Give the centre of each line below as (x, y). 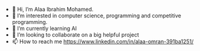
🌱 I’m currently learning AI (44, 28)
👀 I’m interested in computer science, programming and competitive (96, 16)
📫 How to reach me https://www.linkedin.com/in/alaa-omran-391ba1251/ (103, 41)
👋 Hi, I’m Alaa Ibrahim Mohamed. (53, 9)
